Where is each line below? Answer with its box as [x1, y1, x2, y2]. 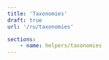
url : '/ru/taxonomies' [7, 23, 74, 30]
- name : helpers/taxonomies [20, 43, 102, 50]
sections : [7, 36, 37, 43]
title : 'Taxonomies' [7, 10, 68, 17]
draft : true [7, 17, 42, 24]
